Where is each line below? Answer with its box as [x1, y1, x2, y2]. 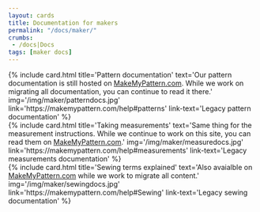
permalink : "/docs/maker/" [8, 26, 97, 34]
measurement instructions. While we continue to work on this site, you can [8, 129, 251, 138]
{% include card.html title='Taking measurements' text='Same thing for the [8, 120, 252, 130]
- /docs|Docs [11, 41, 55, 49]
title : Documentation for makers [8, 19, 119, 27]
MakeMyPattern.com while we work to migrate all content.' [8, 171, 200, 180]
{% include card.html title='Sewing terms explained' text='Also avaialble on [8, 163, 253, 172]
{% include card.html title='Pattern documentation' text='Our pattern [8, 70, 232, 79]
